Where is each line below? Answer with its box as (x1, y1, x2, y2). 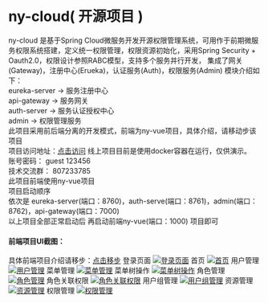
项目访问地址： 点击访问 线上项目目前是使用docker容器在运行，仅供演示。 (8, 145, 251, 155)
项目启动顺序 (8, 186, 51, 195)
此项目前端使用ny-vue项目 (8, 176, 95, 186)
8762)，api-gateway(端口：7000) (8, 206, 120, 215)
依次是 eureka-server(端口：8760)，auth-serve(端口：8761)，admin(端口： (8, 196, 258, 206)
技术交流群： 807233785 (8, 166, 91, 175)
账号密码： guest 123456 (8, 156, 91, 166)
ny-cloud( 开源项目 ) (8, 7, 144, 26)
